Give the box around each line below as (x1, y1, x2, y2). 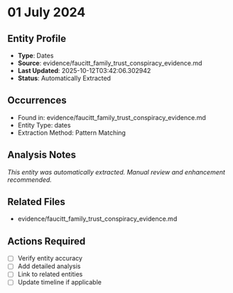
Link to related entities (17, 270, 83, 279)
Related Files (7, 196, 66, 208)
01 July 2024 (7, 4, 86, 21)
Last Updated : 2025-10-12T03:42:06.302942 (17, 67, 151, 74)
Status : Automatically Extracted (17, 74, 112, 82)
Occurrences (7, 94, 67, 106)
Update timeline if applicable (17, 278, 102, 287)
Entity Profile (7, 33, 66, 45)
